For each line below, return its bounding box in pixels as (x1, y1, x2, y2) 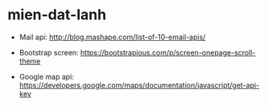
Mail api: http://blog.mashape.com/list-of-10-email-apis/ (19, 32, 206, 42)
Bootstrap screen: (19, 47, 79, 57)
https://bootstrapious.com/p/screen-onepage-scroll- (80, 47, 256, 57)
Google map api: (19, 71, 74, 81)
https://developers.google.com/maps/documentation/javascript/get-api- (19, 80, 260, 90)
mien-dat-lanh (7, 6, 106, 24)
